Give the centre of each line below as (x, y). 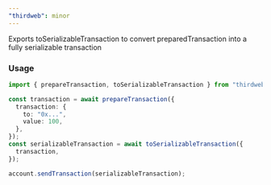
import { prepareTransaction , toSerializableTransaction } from (119, 84)
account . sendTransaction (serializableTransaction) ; (97, 174)
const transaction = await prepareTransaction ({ (92, 99)
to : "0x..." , (45, 114)
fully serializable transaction (55, 47)
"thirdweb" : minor (39, 16)
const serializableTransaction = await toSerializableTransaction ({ (126, 144)
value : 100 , (43, 121)
